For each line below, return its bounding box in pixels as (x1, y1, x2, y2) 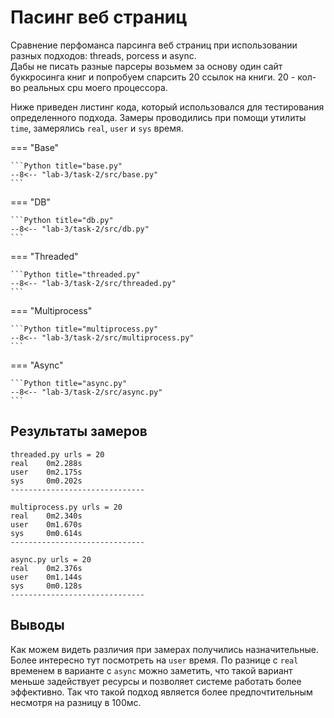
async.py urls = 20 (10, 554, 92, 565)
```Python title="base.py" (10, 161, 123, 171)
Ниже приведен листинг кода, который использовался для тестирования (10, 101, 325, 113)
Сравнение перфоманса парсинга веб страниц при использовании (10, 39, 298, 51)
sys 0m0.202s (10, 476, 83, 486)
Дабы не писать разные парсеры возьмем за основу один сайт (10, 60, 283, 72)
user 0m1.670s (10, 519, 83, 530)
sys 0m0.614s (10, 528, 83, 538)
